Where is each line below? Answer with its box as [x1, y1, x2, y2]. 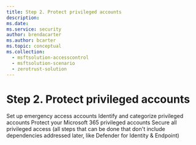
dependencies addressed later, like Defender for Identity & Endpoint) [6, 132, 179, 139]
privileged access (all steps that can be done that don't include [6, 125, 165, 133]
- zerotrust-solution [12, 65, 67, 72]
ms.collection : [6, 49, 45, 55]
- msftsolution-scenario [12, 60, 75, 66]
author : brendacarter [6, 32, 62, 38]
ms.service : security [6, 26, 62, 32]
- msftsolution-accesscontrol [12, 54, 89, 61]
